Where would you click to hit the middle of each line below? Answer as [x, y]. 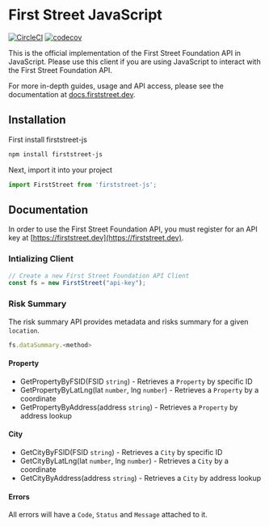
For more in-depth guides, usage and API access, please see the [116, 86]
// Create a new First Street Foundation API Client [99, 276]
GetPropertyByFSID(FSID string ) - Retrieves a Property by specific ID [136, 381]
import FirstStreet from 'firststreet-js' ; [83, 185]
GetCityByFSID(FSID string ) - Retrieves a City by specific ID [121, 452]
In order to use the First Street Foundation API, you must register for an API [133, 229]
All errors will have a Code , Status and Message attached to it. [108, 515]
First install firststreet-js [48, 139]
